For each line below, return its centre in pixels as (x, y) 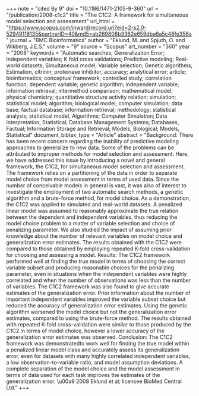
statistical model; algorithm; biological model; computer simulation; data (94, 103)
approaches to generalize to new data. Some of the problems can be (90, 147)
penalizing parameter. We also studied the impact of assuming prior (89, 230)
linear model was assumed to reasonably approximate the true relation (92, 211)
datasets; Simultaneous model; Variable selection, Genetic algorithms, (107, 65)
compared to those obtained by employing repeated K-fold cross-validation (98, 249)
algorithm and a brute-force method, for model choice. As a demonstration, (98, 198)
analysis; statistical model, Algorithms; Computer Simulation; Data (87, 116)
